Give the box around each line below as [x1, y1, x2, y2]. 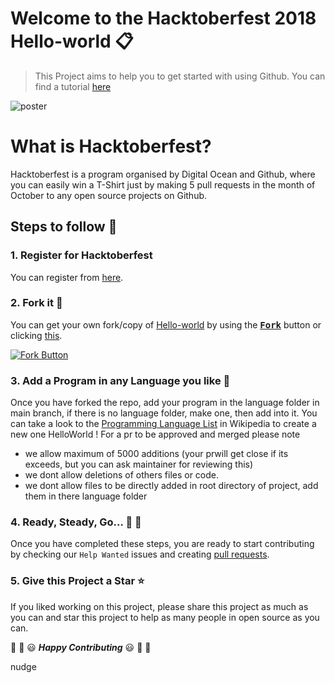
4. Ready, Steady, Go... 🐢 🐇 [10, 515, 142, 529]
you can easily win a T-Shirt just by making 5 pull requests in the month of [10, 178, 316, 191]
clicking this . [10, 329, 63, 341]
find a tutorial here [34, 80, 112, 92]
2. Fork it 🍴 [10, 296, 63, 310]
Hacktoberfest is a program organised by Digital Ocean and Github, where [10, 168, 316, 180]
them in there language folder [24, 490, 148, 502]
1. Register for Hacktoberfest [10, 248, 153, 262]
